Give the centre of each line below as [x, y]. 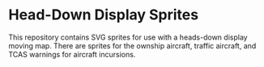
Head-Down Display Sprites [104, 15]
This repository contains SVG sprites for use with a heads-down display [128, 37]
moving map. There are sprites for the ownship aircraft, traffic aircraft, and [132, 45]
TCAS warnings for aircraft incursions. [72, 54]
